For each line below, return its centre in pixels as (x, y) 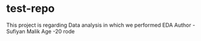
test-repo (31, 9)
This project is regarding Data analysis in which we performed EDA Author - (101, 25)
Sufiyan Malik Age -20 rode (41, 31)
